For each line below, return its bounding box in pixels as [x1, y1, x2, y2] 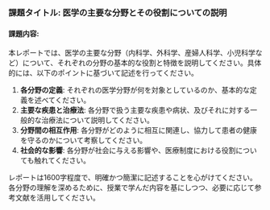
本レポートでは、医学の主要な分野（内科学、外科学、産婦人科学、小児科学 [8, 48, 255, 58]
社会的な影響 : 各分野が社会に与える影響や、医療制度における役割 [19, 146, 236, 155]
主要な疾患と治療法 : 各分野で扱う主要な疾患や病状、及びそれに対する [19, 105, 251, 115]
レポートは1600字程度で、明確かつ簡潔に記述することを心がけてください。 [8, 173, 258, 183]
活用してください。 [35, 193, 101, 203]
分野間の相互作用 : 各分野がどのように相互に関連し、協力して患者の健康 [19, 126, 258, 135]
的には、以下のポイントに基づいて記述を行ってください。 [8, 68, 199, 78]
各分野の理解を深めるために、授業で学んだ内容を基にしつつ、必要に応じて [8, 183, 255, 192]
